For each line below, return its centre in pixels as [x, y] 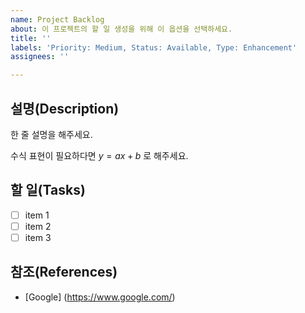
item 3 [38, 237]
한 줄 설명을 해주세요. [51, 134]
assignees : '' [40, 57]
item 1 [37, 215]
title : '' [31, 38]
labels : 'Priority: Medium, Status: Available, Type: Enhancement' [154, 47]
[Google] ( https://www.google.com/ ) [100, 297]
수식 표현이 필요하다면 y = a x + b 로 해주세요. [99, 155]
